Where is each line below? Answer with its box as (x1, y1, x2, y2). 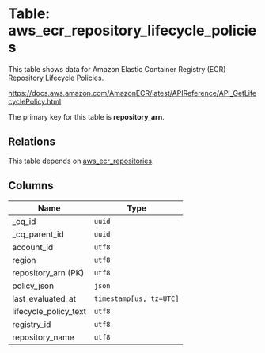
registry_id (12, 318, 51, 329)
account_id (12, 241, 54, 252)
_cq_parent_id (12, 229, 65, 240)
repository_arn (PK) (12, 267, 85, 278)
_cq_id (12, 215, 36, 226)
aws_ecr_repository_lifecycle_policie (8, 21, 257, 40)
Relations (8, 135, 56, 149)
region (12, 254, 36, 265)
